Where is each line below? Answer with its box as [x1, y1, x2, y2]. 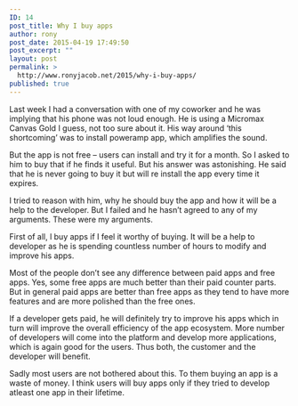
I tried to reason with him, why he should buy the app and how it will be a [9, 195, 278, 206]
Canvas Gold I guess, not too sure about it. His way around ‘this [9, 122, 242, 134]
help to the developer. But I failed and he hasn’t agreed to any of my [9, 204, 258, 215]
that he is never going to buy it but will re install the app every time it [9, 168, 260, 179]
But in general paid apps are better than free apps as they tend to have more [9, 286, 290, 296]
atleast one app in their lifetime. [9, 386, 125, 397]
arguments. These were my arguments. [9, 214, 153, 224]
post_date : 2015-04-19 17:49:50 [9, 37, 129, 47]
